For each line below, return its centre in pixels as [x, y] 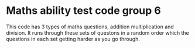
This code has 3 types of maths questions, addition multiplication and [90, 27]
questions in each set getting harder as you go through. [73, 39]
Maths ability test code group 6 [83, 11]
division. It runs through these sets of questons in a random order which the [97, 32]
